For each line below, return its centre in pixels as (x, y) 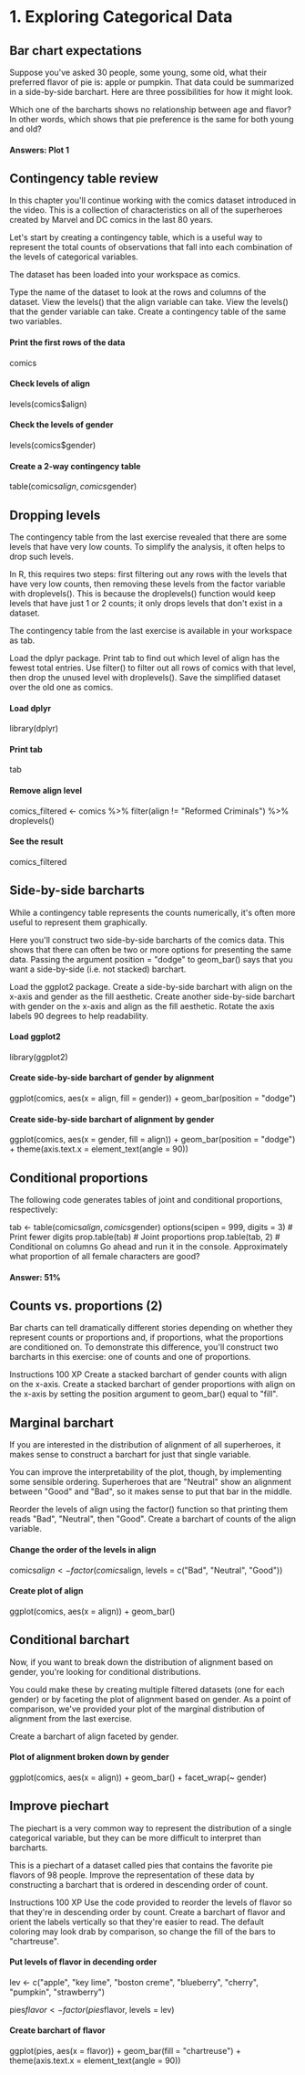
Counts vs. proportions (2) (86, 1306)
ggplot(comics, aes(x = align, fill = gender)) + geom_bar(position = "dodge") (152, 1099)
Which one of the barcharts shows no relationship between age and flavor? (150, 110)
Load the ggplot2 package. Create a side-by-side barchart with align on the (151, 986)
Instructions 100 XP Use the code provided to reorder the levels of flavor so (151, 1902)
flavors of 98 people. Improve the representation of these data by (132, 1875)
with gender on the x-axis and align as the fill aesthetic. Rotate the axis (142, 1006)
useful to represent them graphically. (79, 922)
